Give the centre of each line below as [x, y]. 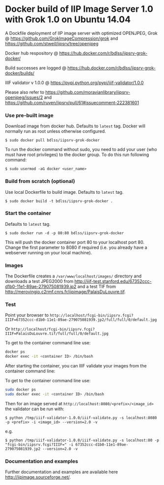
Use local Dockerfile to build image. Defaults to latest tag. [64, 192]
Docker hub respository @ [32, 53]
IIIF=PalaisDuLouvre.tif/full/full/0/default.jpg [57, 334]
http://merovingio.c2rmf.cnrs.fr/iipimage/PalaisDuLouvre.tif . [66, 292]
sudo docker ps [21, 390]
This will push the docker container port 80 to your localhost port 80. [75, 242]
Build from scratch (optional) [40, 182]
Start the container [28, 213]
